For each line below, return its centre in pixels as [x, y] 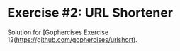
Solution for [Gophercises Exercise [58, 32]
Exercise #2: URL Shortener [90, 13]
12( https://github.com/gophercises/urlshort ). [73, 39]
